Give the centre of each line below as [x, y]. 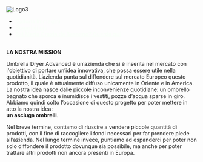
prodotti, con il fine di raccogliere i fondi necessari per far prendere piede [98, 133]
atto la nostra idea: [30, 109]
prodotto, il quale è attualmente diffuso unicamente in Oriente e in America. [100, 83]
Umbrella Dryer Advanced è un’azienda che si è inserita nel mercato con [96, 64]
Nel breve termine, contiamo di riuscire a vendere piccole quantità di [92, 127]
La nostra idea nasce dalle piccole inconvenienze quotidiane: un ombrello [98, 89]
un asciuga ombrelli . [32, 115]
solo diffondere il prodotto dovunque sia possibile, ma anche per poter [94, 146]
